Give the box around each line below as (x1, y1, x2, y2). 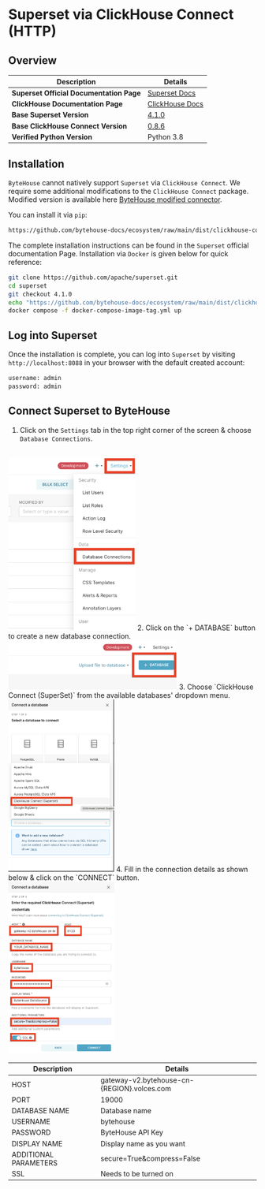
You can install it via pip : (8, 211, 88, 220)
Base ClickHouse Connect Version (11, 121, 128, 131)
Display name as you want (100, 1139, 185, 1148)
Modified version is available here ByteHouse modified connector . (8, 195, 222, 204)
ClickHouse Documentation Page (11, 99, 123, 108)
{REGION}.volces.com (100, 1084, 172, 1094)
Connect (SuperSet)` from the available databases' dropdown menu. (8, 690, 230, 699)
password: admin (8, 382, 62, 390)
